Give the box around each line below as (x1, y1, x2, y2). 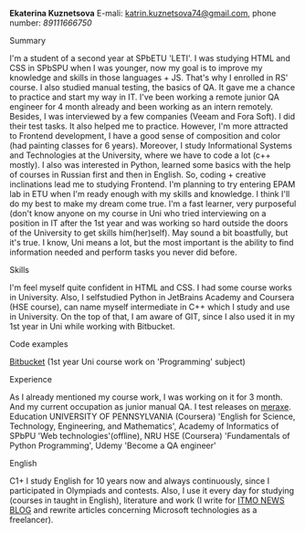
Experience (9, 374, 53, 384)
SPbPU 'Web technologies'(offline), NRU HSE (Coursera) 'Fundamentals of (9, 431, 290, 441)
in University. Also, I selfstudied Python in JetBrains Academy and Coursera (9, 292, 295, 302)
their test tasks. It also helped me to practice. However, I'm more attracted (9, 120, 289, 131)
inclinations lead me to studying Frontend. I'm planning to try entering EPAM (9, 179, 296, 190)
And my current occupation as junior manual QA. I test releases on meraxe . (9, 402, 292, 412)
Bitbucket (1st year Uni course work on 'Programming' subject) (9, 356, 247, 367)
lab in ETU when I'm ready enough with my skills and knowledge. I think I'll (9, 189, 290, 199)
